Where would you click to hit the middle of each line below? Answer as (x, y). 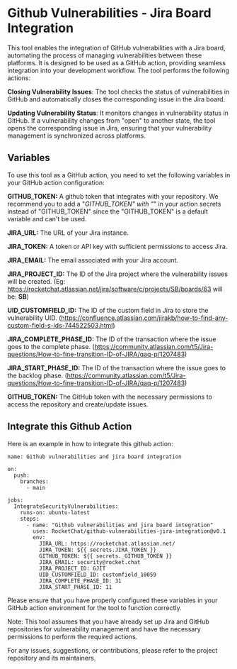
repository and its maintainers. (52, 658)
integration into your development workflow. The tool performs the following (118, 70)
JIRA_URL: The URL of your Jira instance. (68, 233)
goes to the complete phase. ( (51, 346)
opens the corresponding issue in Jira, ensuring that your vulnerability (110, 128)
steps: (30, 519)
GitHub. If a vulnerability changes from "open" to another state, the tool (111, 120)
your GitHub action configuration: (56, 182)
